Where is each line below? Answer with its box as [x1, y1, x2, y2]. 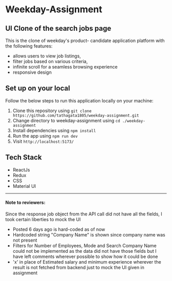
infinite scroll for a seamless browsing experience [12, 64, 118, 70]
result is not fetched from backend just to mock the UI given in [12, 264, 145, 270]
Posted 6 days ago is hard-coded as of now [12, 226, 105, 232]
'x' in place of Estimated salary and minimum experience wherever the [12, 258, 161, 265]
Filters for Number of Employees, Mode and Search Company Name [12, 242, 157, 249]
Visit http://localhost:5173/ [12, 138, 74, 144]
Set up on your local [5, 84, 70, 93]
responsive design [12, 69, 52, 75]
